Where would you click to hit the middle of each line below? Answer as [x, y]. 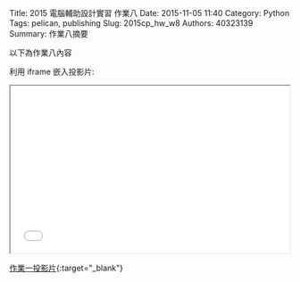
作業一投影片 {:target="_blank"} [66, 268]
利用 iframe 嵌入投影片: [52, 71]
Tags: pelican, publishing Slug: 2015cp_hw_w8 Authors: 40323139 [131, 23]
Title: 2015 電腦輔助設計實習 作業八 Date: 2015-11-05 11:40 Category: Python [150, 13]
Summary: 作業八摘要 [49, 33]
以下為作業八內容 [41, 53]
